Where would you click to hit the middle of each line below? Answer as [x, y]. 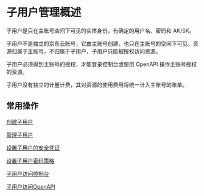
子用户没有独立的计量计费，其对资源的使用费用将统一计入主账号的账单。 [97, 85]
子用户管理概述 [44, 13]
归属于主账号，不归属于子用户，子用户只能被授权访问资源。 [86, 51]
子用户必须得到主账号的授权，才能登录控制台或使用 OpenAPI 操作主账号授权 [101, 64]
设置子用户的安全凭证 [33, 148]
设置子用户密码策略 [30, 161]
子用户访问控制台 [28, 173]
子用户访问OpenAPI [31, 186]
